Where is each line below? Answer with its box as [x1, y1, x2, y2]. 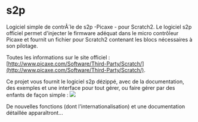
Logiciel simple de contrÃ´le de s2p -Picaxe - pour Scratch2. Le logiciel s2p [6, 23, 192, 30]
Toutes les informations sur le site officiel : [6, 54, 110, 61]
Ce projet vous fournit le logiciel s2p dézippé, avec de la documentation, [6, 78, 184, 85]
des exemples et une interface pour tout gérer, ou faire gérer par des [6, 84, 175, 91]
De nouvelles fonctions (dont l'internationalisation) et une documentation [6, 102, 185, 110]
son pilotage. [6, 42, 39, 49]
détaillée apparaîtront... [6, 109, 64, 116]
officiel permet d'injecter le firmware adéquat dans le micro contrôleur [6, 29, 179, 36]
